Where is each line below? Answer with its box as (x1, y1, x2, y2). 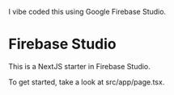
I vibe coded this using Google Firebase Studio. (8, 7, 167, 16)
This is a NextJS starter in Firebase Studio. (8, 61, 151, 71)
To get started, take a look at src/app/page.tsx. (8, 76, 165, 87)
